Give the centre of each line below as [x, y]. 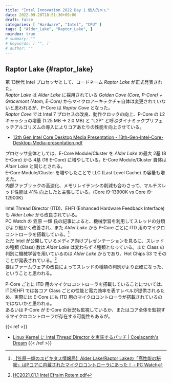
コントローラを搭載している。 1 [38, 234]
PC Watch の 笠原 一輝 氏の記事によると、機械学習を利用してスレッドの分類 [85, 221]
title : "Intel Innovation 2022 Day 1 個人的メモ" [57, 10]
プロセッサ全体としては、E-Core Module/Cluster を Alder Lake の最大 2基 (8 [86, 153]
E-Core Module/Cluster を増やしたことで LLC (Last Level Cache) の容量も [83, 173]
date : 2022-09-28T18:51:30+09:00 [41, 15]
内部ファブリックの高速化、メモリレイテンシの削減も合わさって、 [75, 186]
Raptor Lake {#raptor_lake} [49, 69]
